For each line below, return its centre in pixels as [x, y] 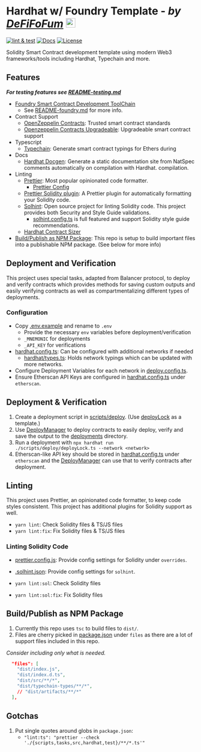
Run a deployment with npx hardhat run [64, 442]
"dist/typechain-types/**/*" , [55, 686]
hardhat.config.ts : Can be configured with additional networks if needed [104, 351]
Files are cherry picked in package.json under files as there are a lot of [104, 635]
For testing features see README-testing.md [64, 92]
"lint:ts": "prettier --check [62, 738]
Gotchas [22, 716]
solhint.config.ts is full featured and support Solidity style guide [111, 219]
